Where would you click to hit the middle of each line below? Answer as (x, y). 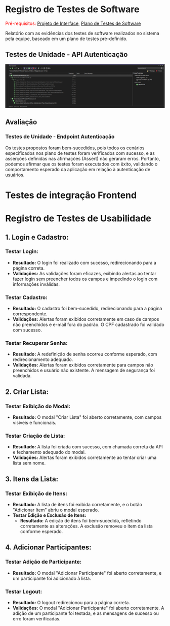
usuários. (15, 175)
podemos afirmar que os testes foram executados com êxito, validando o (81, 164)
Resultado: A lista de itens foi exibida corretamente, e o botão (77, 505)
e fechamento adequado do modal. (49, 452)
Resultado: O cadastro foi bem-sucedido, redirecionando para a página (87, 309)
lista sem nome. (29, 463)
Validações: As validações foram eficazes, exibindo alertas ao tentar (84, 273)
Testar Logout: (24, 591)
